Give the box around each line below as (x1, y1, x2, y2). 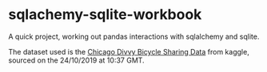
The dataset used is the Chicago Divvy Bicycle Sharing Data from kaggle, (8, 47, 249, 56)
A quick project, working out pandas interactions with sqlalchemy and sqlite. (8, 32, 260, 41)
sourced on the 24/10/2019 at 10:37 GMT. (8, 55, 145, 65)
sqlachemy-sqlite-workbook (8, 6, 202, 24)
